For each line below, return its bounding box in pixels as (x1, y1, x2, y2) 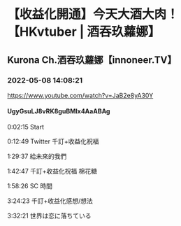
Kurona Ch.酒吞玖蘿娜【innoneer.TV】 (7, 54, 177, 66)
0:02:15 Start (7, 123, 44, 132)
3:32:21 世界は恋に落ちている (7, 211, 92, 220)
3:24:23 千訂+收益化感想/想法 (7, 197, 93, 205)
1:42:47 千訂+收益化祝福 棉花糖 (7, 167, 98, 176)
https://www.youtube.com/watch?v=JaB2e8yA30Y (7, 91, 154, 99)
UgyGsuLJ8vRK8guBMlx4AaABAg (7, 107, 110, 115)
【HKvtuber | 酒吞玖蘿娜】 (7, 24, 161, 40)
